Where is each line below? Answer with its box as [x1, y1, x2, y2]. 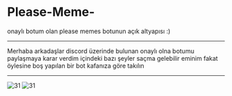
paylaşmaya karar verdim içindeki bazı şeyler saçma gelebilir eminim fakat [7, 54, 218, 62]
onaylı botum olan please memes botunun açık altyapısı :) [7, 27, 171, 35]
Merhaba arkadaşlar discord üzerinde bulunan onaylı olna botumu [7, 46, 195, 55]
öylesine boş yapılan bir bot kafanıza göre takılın [7, 61, 145, 70]
